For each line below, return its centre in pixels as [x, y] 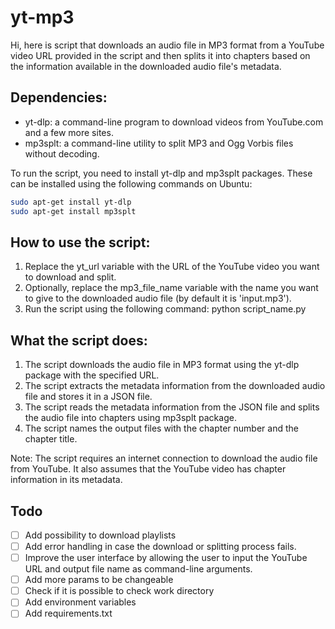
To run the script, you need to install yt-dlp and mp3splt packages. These [161, 173]
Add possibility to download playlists [100, 535]
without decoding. [62, 153]
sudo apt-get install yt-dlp [71, 202]
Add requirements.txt [68, 613]
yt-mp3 [42, 17]
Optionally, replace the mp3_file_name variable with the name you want [171, 288]
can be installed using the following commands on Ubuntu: [131, 183]
